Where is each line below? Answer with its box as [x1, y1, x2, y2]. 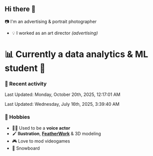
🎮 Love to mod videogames [11, 138, 70, 144]
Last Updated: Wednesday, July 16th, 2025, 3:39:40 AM [4, 101, 120, 107]
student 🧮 [4, 63, 46, 74]
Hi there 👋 [4, 5, 36, 13]
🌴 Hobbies [4, 114, 30, 121]
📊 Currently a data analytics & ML [4, 49, 149, 60]
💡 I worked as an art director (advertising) [11, 30, 98, 36]
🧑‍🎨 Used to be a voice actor [11, 125, 70, 131]
